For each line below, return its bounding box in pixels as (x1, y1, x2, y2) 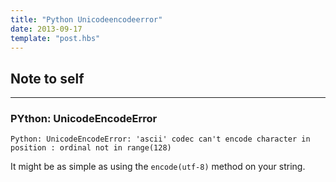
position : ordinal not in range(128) (10, 143, 172, 153)
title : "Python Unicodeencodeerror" (10, 14, 163, 25)
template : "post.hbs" (10, 33, 101, 43)
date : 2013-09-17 (10, 24, 83, 34)
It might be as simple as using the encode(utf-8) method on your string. (10, 161, 306, 173)
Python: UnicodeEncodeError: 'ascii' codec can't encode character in (10, 134, 311, 145)
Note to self (10, 70, 85, 87)
